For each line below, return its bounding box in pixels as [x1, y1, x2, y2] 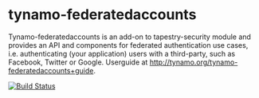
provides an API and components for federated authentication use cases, [8, 40, 249, 49]
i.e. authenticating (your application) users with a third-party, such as [8, 49, 236, 58]
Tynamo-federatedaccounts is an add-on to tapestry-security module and [8, 32, 251, 41]
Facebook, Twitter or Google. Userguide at [8, 57, 148, 67]
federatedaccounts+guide [8, 65, 94, 75]
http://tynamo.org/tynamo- [149, 57, 238, 67]
